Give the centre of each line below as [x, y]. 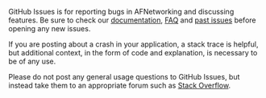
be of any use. [32, 61]
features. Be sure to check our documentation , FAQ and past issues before [132, 20]
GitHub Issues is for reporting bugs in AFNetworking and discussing [121, 12]
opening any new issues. [50, 29]
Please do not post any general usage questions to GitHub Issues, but [124, 77]
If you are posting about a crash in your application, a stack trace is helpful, [133, 44]
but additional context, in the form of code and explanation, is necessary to [133, 53]
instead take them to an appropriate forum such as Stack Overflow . [120, 85]
